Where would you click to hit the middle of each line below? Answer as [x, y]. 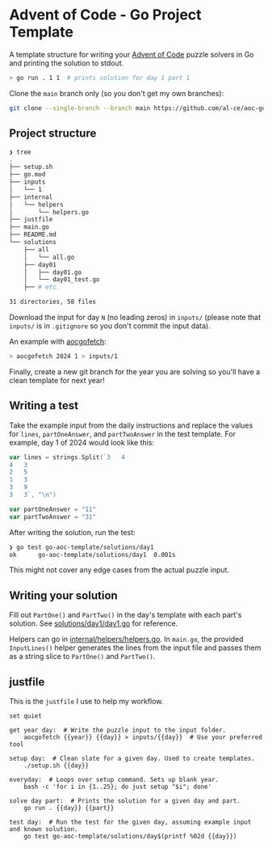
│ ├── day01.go [53, 272]
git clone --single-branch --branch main [80, 108]
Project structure [53, 134]
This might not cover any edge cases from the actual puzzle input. [119, 570]
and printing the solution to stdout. [67, 63]
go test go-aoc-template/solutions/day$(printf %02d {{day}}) [130, 837]
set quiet [26, 716]
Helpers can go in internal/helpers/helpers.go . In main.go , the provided [127, 639]
